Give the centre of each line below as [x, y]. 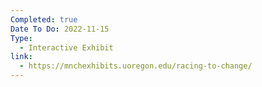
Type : [21, 38]
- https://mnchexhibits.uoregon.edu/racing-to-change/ [136, 66]
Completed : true [44, 19]
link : [21, 57]
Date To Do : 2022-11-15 [60, 29]
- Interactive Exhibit [66, 47]
